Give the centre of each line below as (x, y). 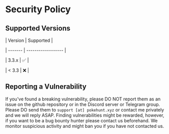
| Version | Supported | (29, 40)
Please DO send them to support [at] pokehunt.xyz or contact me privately (85, 110)
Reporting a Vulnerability (46, 87)
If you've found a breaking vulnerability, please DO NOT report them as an (83, 99)
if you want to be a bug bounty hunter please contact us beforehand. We (81, 120)
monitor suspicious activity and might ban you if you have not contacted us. (85, 126)
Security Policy (38, 9)
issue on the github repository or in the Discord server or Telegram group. (83, 104)
